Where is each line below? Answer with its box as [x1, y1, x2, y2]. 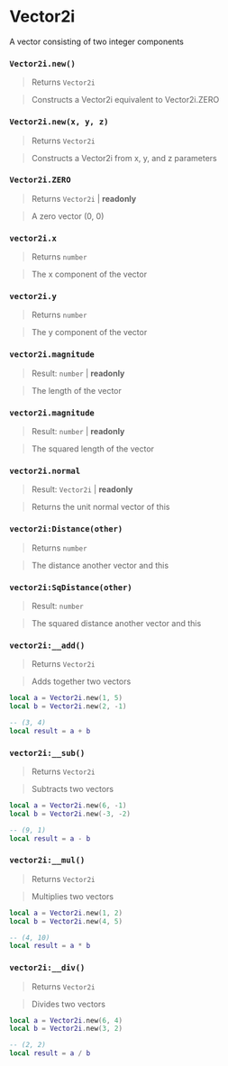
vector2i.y [9, 291, 57, 302]
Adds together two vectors [31, 676, 132, 687]
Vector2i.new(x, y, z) [9, 117, 109, 127]
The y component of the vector [31, 327, 148, 338]
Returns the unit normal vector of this [31, 502, 170, 513]
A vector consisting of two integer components [9, 36, 185, 47]
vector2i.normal [9, 466, 81, 476]
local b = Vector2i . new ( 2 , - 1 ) [9, 702, 127, 711]
